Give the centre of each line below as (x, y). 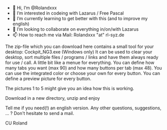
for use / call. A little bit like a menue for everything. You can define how (80, 62)
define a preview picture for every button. (48, 79)
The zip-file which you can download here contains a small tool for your (80, 46)
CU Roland (16, 123)
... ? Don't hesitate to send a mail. (40, 113)
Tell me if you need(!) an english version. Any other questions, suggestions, (83, 108)
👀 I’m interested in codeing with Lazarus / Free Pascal (68, 13)
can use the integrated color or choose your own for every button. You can (82, 73)
